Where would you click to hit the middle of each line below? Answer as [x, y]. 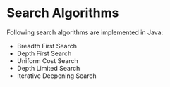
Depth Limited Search [48, 68]
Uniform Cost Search [47, 60]
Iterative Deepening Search [56, 76]
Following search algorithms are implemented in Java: [85, 32]
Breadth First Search [47, 46]
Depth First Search [44, 53]
